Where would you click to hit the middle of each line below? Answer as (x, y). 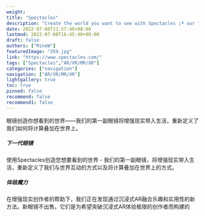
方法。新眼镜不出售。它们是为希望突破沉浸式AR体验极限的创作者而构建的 (98, 206)
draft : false (23, 40)
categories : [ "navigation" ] (42, 68)
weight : (16, 12)
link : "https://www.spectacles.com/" (54, 57)
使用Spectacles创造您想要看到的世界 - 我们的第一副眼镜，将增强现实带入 (98, 159)
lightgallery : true (31, 80)
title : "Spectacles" (33, 18)
